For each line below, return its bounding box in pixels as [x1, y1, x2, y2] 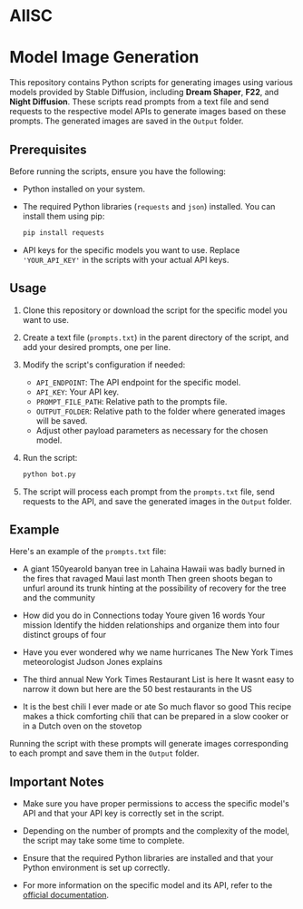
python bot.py [22, 469, 76, 479]
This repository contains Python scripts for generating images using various [9, 77, 293, 88]
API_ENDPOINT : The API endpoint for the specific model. [35, 376, 241, 387]
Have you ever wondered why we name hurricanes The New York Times [22, 647, 294, 658]
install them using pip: [22, 210, 105, 221]
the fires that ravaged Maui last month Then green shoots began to [22, 573, 274, 584]
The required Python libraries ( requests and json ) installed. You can [22, 200, 276, 211]
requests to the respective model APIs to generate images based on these [9, 106, 287, 117]
